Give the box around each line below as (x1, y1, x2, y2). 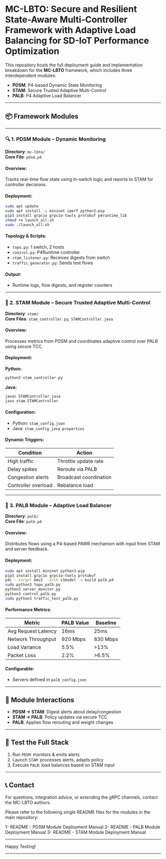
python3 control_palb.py (5, 591, 56, 596)
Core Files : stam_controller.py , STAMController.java (5, 316, 113, 322)
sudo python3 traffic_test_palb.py (5, 596, 79, 601)
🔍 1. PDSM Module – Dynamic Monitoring (5, 135, 106, 142)
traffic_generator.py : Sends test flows (12, 260, 93, 266)
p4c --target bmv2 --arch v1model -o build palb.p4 (5, 578, 114, 583)
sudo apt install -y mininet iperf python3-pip (5, 209, 105, 214)
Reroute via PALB (57, 466, 97, 473)
